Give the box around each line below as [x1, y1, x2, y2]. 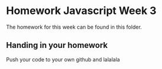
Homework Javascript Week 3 [6, 4, 157, 18]
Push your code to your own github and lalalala [6, 56, 120, 63]
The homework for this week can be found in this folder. [6, 23, 143, 30]
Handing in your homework [6, 40, 108, 50]
